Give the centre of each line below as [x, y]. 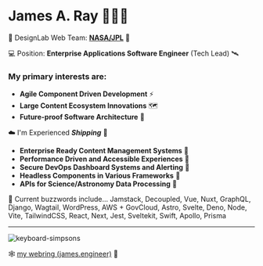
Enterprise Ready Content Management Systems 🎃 [104, 151]
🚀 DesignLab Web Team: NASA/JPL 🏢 [69, 38]
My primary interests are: [58, 76]
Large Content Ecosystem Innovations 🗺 [88, 106]
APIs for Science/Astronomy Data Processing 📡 [98, 184]
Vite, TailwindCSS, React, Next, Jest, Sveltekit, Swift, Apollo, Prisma [117, 216]
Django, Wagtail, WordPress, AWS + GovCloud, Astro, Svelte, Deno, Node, [128, 207]
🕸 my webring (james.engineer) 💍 [63, 254]
